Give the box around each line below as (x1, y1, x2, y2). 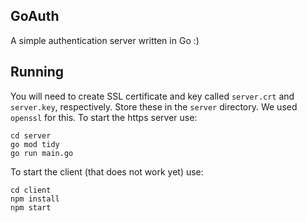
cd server (10, 130, 52, 141)
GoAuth (10, 8, 60, 25)
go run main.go (10, 148, 74, 158)
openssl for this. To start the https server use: (10, 111, 198, 123)
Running (10, 64, 65, 81)
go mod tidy (10, 139, 60, 149)
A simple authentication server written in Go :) (10, 34, 200, 46)
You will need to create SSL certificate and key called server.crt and (10, 90, 295, 102)
